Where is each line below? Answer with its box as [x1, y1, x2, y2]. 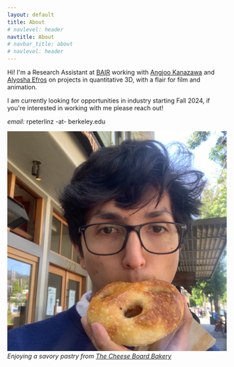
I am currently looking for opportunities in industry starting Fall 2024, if [7, 96, 210, 105]
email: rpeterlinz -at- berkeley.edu [7, 117, 106, 126]
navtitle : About [7, 33, 54, 40]
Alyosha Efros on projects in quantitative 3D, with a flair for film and [7, 75, 201, 84]
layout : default [7, 11, 54, 18]
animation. [7, 83, 38, 91]
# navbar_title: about [7, 40, 73, 48]
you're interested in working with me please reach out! [7, 104, 164, 112]
